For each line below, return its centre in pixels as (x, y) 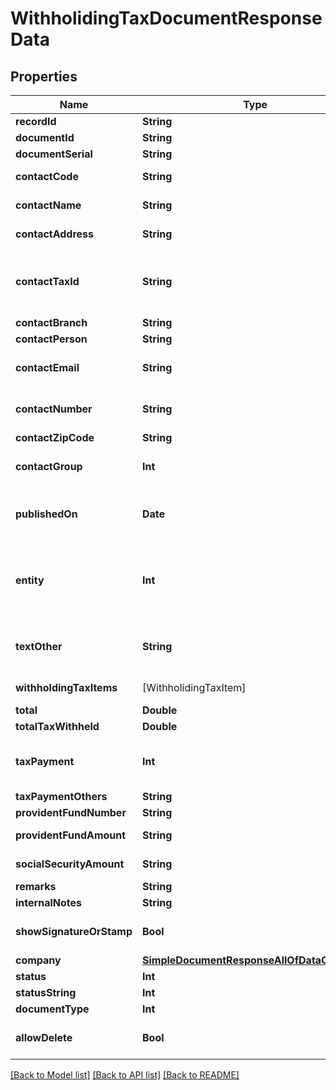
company (38, 960)
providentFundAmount (71, 835)
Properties (44, 76)
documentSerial (54, 154)
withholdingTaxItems (66, 687)
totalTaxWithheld (57, 726)
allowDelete (44, 1037)
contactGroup (49, 466)
